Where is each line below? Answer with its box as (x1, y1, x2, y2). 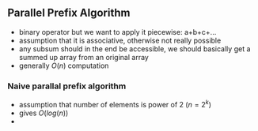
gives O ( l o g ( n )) (18, 108, 69, 118)
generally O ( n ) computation (18, 61, 109, 70)
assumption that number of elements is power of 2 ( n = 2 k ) (18, 99, 211, 109)
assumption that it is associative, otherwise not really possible (18, 36, 222, 45)
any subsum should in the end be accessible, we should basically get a (18, 43, 251, 54)
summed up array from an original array (18, 52, 150, 62)
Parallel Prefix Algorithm (7, 6, 131, 20)
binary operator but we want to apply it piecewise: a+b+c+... (18, 27, 217, 36)
